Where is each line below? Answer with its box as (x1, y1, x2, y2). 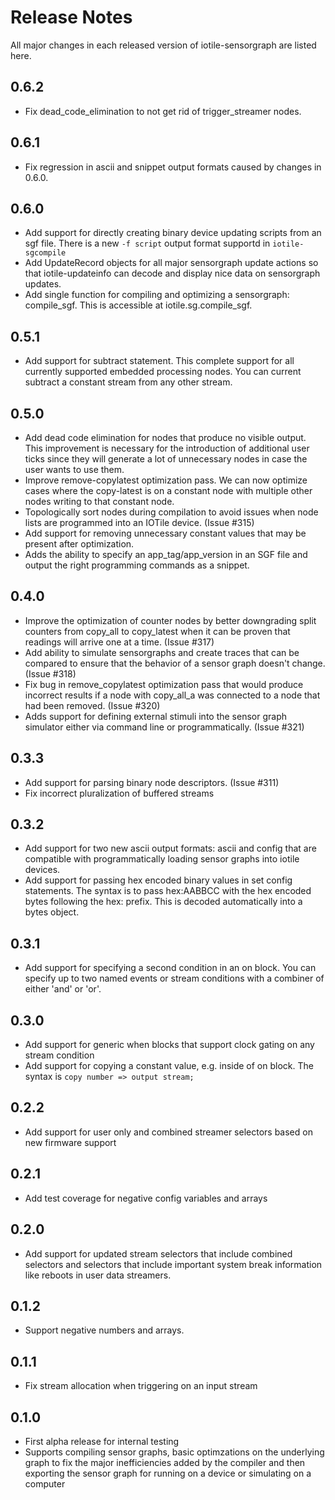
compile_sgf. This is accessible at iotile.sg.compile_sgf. (24, 299, 253, 311)
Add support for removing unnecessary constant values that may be (24, 527, 307, 539)
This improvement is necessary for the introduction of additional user (24, 442, 310, 454)
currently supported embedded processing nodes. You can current (24, 366, 302, 378)
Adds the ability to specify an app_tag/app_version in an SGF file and (24, 549, 308, 560)
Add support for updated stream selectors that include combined (24, 1247, 293, 1260)
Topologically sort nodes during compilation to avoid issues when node (24, 506, 319, 518)
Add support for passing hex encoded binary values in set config (24, 874, 293, 886)
